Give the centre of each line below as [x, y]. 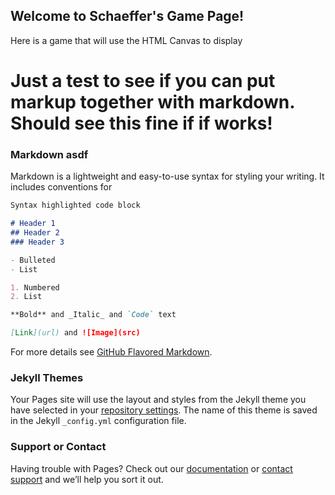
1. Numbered [35, 287]
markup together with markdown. [152, 102]
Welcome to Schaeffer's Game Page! [127, 16]
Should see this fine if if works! [141, 123]
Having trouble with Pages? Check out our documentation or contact [151, 468]
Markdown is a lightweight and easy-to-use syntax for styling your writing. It [167, 176]
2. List [26, 297]
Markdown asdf [49, 154]
